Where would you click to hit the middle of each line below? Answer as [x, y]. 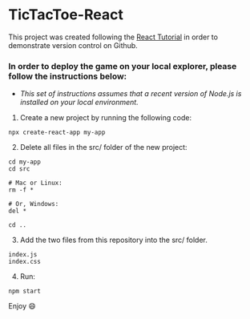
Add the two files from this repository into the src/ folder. [114, 240]
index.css [25, 262]
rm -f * [21, 190]
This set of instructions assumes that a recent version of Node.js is [131, 94]
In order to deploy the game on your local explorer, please [123, 66]
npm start [25, 291]
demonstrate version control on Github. [73, 45]
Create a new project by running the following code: [106, 118]
